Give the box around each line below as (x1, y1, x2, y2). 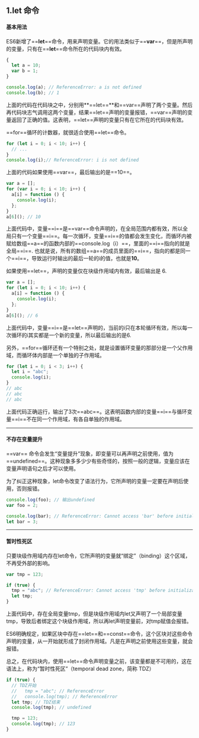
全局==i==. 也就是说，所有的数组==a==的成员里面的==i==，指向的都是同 (6, 247, 185, 254)
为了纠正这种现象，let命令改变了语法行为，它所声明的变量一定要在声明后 (6, 477, 184, 484)
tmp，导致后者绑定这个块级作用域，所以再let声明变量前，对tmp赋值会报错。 (6, 617, 192, 625)
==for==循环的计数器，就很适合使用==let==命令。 (6, 128, 130, 135)
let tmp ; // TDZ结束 (11, 699, 60, 705)
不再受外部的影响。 (6, 559, 53, 566)
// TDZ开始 (11, 682, 37, 688)
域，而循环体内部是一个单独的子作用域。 (6, 351, 105, 358)
